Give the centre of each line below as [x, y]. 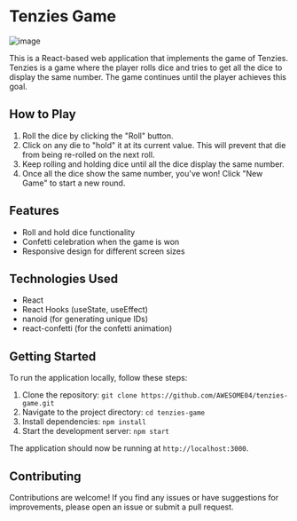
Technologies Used [63, 278]
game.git [38, 404]
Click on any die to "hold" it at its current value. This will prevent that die [154, 145]
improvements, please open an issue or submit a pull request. [121, 507]
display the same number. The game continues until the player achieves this [148, 76]
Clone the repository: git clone [79, 395]
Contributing [45, 476]
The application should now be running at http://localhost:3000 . [129, 448]
